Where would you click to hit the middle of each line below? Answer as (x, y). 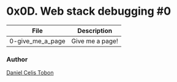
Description (95, 31)
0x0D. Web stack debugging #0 (89, 11)
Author (17, 59)
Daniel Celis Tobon (30, 73)
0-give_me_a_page (37, 41)
